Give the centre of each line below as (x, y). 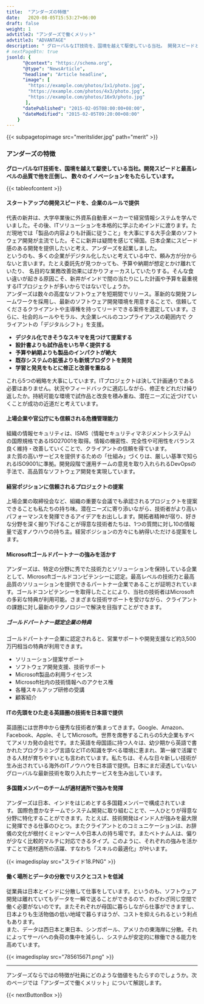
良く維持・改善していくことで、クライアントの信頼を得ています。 (88, 448)
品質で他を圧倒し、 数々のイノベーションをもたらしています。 (100, 176)
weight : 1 (19, 29)
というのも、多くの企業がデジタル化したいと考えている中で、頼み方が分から (102, 255)
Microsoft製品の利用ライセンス (54, 675)
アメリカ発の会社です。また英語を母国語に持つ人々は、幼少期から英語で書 (104, 742)
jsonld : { (19, 57)
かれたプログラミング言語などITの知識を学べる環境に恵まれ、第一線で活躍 (99, 750)
